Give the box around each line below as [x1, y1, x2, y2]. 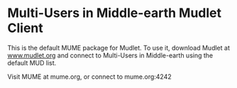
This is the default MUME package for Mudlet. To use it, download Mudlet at [7, 43, 231, 52]
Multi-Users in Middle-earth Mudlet [7, 5, 222, 21]
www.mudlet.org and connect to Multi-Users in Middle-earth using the [7, 51, 214, 60]
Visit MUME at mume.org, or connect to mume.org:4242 [7, 72, 172, 81]
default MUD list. [7, 58, 57, 67]
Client [7, 20, 44, 36]
